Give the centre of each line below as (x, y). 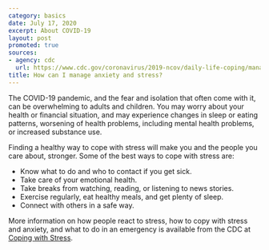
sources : (23, 53)
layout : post (30, 38)
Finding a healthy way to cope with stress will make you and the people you (133, 147)
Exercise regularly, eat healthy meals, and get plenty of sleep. (122, 196)
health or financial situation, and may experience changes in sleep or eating (133, 115)
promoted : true (34, 46)
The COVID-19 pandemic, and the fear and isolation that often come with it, (132, 97)
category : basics (37, 16)
